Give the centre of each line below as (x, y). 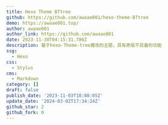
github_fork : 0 (25, 112)
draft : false (22, 90)
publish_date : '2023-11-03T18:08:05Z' (55, 96)
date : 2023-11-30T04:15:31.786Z (46, 40)
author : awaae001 (28, 29)
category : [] (22, 85)
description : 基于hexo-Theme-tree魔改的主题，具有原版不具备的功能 (84, 46)
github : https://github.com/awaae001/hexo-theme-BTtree (77, 17)
